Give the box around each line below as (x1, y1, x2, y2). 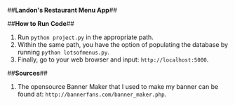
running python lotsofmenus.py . (17, 48, 110, 56)
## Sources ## (7, 69, 48, 77)
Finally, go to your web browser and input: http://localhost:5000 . (17, 55, 209, 64)
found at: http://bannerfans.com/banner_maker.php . (17, 90, 167, 98)
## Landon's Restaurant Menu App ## (7, 6, 118, 14)
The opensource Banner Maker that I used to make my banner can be (17, 83, 219, 90)
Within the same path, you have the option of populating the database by (17, 41, 229, 48)
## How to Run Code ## (7, 20, 75, 27)
